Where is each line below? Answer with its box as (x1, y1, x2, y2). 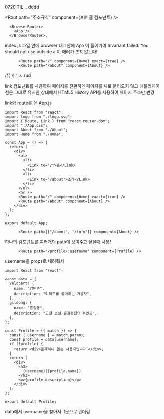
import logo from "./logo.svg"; (5, 114, 72, 119)
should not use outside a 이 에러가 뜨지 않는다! (5, 49, 98, 54)
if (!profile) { (9, 341, 43, 346)
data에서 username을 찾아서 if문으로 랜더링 (5, 409, 90, 414)
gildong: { (9, 300, 32, 305)
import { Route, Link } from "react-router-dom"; (5, 119, 110, 124)
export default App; (5, 221, 48, 226)
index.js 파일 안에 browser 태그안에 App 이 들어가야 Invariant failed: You (5, 42, 149, 48)
